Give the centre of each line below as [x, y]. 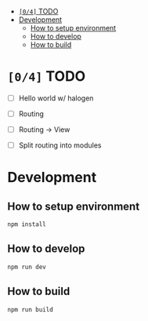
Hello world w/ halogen [56, 98]
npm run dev [27, 267]
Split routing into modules [60, 145]
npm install [27, 224]
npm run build [31, 309]
